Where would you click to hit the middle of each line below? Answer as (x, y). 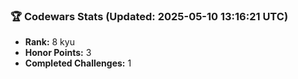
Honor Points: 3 (58, 53)
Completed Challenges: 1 (78, 63)
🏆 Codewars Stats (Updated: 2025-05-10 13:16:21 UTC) (149, 16)
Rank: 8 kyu (49, 42)
